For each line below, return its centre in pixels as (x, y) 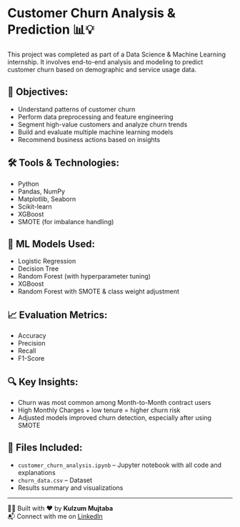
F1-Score (31, 358)
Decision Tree (38, 268)
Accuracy (32, 336)
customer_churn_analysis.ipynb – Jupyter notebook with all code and (119, 465)
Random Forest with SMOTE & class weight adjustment (99, 291)
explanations (36, 472)
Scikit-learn (35, 206)
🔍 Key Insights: (43, 382)
